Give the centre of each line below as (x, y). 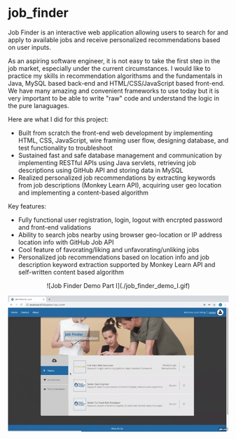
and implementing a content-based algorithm (83, 192)
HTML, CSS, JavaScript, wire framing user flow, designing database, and (123, 140)
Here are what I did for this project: (58, 119)
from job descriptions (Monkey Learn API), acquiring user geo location (120, 185)
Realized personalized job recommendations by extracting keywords (117, 178)
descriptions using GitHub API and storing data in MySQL (101, 170)
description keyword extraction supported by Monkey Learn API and (117, 264)
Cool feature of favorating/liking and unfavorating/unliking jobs (109, 249)
